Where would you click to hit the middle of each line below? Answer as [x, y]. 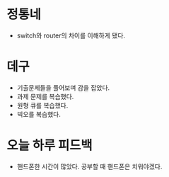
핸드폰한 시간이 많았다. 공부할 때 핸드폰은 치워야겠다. [89, 166]
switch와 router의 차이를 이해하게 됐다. [71, 35]
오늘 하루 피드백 [49, 145]
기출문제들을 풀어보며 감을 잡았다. [63, 87]
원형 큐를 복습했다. [42, 105]
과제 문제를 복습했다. [45, 96]
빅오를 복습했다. [39, 114]
